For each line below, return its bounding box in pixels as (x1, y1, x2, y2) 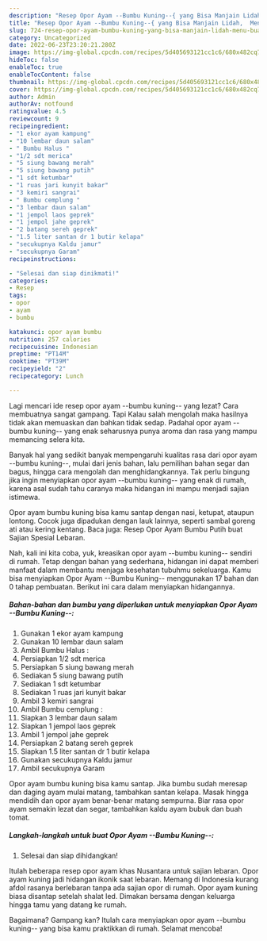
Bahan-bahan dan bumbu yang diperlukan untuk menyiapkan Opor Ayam (9, 600, 258, 609)
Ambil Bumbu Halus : (20, 645, 90, 655)
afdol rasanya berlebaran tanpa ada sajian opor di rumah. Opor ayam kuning (9, 882, 258, 893)
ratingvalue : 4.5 (9, 108, 67, 116)
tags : (9, 291, 27, 300)
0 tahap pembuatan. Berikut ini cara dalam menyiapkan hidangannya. (9, 582, 235, 591)
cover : (9, 85, 31, 94)
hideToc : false (9, 56, 59, 64)
